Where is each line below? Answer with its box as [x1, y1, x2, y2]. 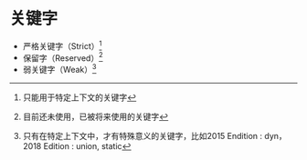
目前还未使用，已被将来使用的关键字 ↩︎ [22, 111, 169, 122]
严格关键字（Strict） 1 [22, 38, 102, 51]
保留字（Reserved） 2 [22, 51, 103, 64]
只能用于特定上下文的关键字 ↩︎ [22, 92, 137, 103]
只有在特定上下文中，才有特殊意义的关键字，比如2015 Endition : [22, 130, 263, 141]
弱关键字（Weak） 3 [22, 63, 97, 75]
